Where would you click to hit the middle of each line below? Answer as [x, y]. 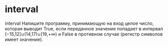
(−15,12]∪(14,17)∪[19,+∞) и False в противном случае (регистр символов [84, 34]
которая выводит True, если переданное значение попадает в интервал [84, 28]
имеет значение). [24, 39]
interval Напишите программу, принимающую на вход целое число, [79, 23]
